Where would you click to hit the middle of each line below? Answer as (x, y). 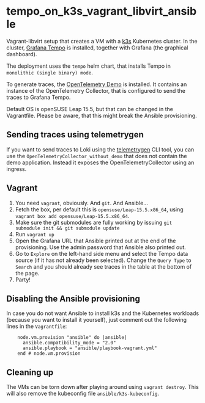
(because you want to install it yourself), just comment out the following (97, 320)
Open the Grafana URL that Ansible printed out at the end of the (95, 241)
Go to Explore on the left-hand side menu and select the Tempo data (102, 253)
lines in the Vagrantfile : (37, 326)
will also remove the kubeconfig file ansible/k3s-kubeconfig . (83, 394)
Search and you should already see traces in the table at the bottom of (103, 266)
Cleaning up (30, 372)
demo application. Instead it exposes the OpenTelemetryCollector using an (100, 162)
